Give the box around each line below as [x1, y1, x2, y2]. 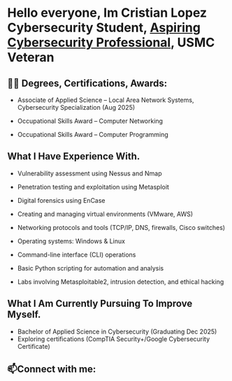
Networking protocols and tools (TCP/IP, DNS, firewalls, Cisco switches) [17, 223, 226, 231]
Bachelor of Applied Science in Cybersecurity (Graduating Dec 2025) [17, 327, 217, 336]
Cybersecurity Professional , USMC [7, 35, 215, 50]
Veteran [7, 50, 55, 66]
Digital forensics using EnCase [17, 196, 106, 204]
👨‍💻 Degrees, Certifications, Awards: [7, 77, 168, 89]
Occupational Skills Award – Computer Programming [17, 131, 169, 138]
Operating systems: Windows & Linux [17, 236, 126, 245]
